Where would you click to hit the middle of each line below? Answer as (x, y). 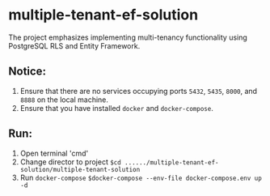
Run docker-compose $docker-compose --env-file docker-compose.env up (141, 177)
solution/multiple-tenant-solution (80, 169)
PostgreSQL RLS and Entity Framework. (74, 45)
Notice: (27, 72)
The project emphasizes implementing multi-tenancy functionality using (128, 37)
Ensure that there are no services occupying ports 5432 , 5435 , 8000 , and (138, 91)
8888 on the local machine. (64, 100)
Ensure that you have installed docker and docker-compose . (117, 108)
